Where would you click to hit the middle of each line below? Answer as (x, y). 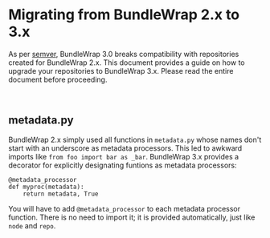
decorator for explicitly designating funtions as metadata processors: (123, 165)
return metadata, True (61, 194)
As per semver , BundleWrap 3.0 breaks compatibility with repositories (124, 54)
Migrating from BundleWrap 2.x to (124, 15)
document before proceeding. (58, 79)
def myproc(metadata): (46, 187)
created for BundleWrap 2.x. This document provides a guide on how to (127, 63)
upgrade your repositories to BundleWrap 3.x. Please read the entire (121, 71)
